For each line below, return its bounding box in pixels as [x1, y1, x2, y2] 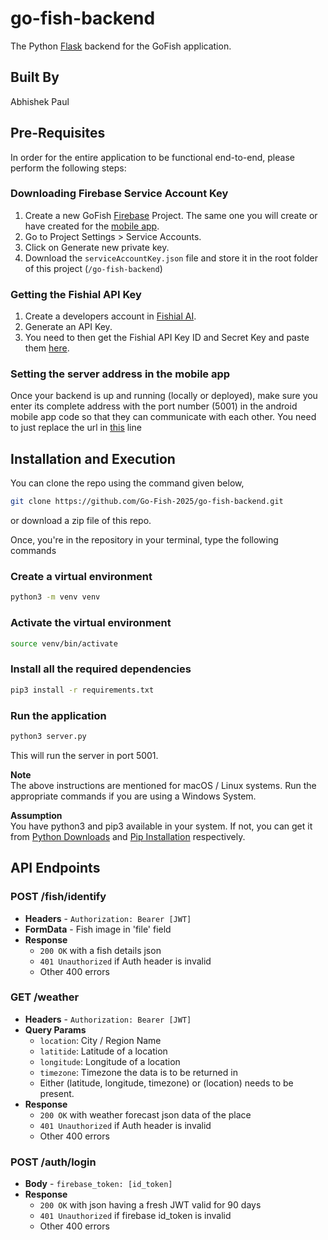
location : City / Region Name [39, 1034, 162, 1046]
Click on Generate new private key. [24, 241, 170, 253]
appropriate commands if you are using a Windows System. [10, 790, 257, 802]
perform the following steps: [10, 162, 127, 174]
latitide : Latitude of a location [39, 1045, 168, 1057]
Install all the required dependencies [10, 662, 192, 676]
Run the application [10, 708, 107, 722]
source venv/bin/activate [10, 638, 118, 649]
